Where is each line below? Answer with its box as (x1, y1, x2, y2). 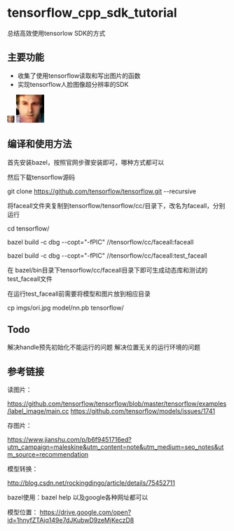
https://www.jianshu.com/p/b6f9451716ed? (7, 436, 132, 444)
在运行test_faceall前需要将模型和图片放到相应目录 (7, 289, 151, 298)
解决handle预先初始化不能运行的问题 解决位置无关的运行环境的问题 (7, 343, 201, 352)
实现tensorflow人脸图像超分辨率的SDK (17, 80, 129, 88)
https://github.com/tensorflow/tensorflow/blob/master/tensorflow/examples (7, 399, 227, 408)
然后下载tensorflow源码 (7, 173, 76, 181)
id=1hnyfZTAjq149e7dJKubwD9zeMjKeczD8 (7, 516, 135, 525)
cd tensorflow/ (7, 224, 50, 233)
